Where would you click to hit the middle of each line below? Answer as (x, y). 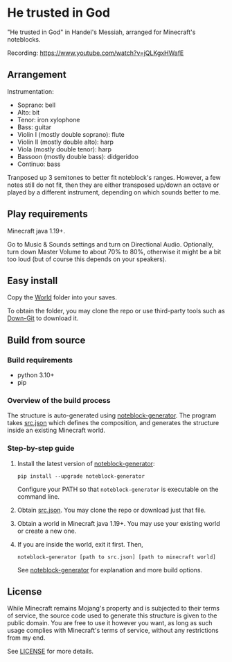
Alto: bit (28, 112)
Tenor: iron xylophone (48, 119)
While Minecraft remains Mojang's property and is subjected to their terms (114, 609)
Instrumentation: (30, 91)
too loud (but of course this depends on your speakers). (87, 259)
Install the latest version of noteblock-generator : (86, 463)
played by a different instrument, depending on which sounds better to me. (114, 192)
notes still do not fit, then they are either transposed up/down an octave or (113, 185)
